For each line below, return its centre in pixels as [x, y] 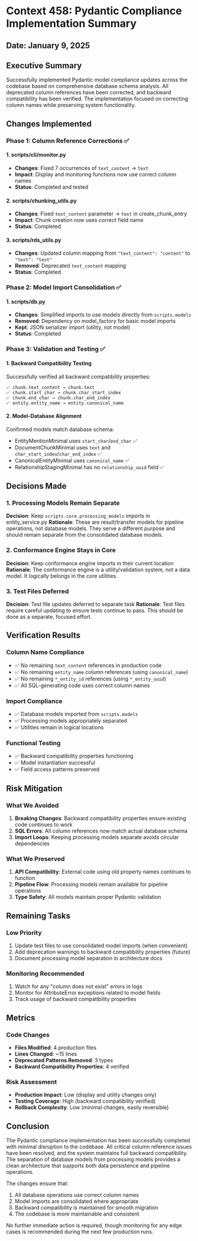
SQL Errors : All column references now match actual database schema [101, 831]
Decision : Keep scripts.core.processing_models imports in [78, 516]
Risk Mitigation [34, 788]
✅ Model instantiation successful [55, 763]
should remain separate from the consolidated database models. [85, 535]
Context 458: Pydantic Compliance [94, 11]
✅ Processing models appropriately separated [71, 721]
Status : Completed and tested [51, 187]
